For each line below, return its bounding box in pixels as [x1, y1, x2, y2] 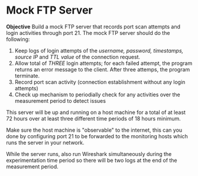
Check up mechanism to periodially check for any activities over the [14, 91, 180, 98]
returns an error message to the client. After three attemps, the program [14, 66, 190, 73]
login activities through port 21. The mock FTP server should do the [6, 29, 170, 36]
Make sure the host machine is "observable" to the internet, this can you [6, 126, 183, 133]
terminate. [14, 72, 40, 79]
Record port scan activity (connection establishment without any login [14, 78, 186, 86]
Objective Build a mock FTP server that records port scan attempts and [6, 23, 181, 30]
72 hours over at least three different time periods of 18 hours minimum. [6, 115, 181, 122]
